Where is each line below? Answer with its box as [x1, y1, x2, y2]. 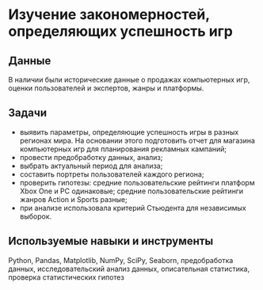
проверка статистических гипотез [8, 272, 124, 282]
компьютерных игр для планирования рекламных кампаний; [19, 144, 227, 154]
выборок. [19, 212, 52, 221]
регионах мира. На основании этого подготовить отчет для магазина [19, 135, 256, 145]
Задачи [8, 106, 48, 120]
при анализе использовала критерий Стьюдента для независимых [19, 203, 247, 212]
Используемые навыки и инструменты [8, 235, 214, 248]
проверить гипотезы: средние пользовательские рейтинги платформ [19, 177, 255, 187]
